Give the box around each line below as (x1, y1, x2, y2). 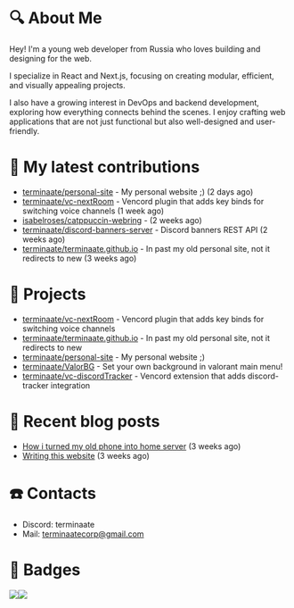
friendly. (9, 125, 40, 136)
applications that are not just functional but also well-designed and (9, 116, 254, 127)
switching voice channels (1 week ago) (21, 205, 165, 216)
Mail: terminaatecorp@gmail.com (21, 529, 144, 539)
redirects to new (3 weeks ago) (21, 253, 137, 263)
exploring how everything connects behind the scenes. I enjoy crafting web (9, 106, 286, 117)
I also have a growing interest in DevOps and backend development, (9, 96, 260, 108)
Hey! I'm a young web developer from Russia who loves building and (9, 43, 261, 54)
